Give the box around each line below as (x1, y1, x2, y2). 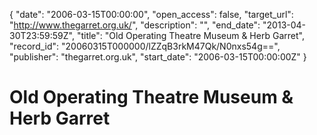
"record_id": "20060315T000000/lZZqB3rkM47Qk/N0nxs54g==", (9, 40, 281, 52)
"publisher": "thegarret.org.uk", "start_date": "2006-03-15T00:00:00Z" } (9, 51, 307, 63)
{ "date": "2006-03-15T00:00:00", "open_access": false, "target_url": (9, 9, 294, 20)
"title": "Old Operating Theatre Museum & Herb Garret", (76, 30, 305, 41)
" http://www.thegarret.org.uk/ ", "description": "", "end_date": (9, 19, 261, 31)
